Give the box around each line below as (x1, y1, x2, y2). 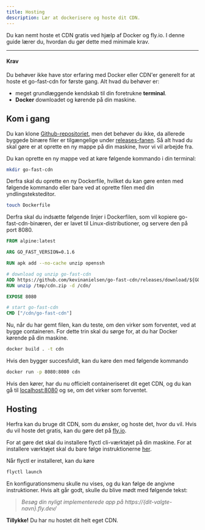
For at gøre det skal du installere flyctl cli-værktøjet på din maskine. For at (6, 438, 192, 446)
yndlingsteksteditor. (6, 191, 56, 198)
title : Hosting (6, 9, 45, 15)
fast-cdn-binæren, (6, 220, 53, 227)
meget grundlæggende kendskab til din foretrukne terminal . (15, 89, 167, 96)
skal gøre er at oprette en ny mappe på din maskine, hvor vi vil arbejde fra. (6, 143, 194, 150)
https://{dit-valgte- (124, 498, 173, 506)
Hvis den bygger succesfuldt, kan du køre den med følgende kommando (6, 357, 189, 365)
